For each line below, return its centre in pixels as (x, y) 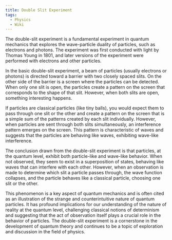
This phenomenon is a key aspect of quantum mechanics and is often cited (85, 194)
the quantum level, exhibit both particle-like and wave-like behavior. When (84, 156)
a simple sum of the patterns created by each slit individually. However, (81, 119)
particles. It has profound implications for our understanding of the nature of (86, 205)
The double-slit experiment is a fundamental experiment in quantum (77, 39)
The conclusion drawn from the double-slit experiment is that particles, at (83, 151)
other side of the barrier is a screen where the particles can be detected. (82, 82)
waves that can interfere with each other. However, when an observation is (84, 167)
